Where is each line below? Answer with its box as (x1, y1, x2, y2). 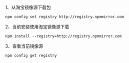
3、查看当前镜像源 (5, 43, 43, 49)
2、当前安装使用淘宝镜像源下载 (5, 24, 69, 29)
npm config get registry (5, 53, 57, 58)
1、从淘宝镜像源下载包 (5, 4, 51, 10)
